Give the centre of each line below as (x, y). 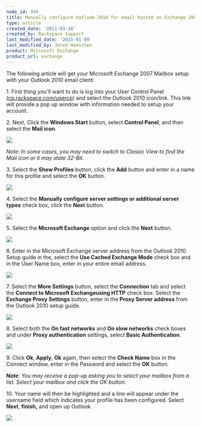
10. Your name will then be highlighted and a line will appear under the (92, 393)
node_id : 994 (22, 12)
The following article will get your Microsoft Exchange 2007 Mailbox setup (98, 73)
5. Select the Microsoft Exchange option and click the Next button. (89, 228)
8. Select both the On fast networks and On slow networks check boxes (96, 328)
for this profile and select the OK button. (56, 176)
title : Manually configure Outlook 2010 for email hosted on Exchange (96, 17)
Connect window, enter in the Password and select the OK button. (88, 364)
